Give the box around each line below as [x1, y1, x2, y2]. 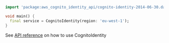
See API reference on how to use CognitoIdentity [5, 32, 107, 38]
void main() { [5, 13, 35, 18]
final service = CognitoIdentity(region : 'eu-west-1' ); [10, 18, 129, 23]
